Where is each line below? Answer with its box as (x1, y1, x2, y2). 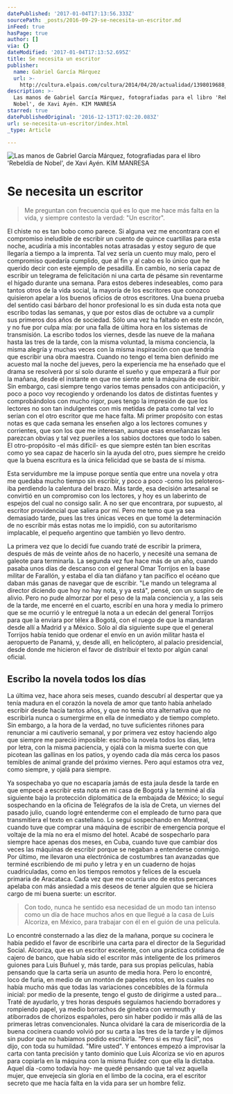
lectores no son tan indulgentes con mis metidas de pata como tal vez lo (7, 405, 214, 413)
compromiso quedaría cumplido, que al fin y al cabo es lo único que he (7, 256, 210, 265)
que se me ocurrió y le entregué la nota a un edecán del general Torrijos (7, 609, 214, 617)
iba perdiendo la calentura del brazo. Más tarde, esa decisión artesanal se (7, 484, 218, 493)
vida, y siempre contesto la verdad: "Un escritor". (24, 213, 165, 222)
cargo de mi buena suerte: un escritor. (7, 890, 116, 898)
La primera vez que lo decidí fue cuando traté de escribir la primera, (7, 542, 202, 550)
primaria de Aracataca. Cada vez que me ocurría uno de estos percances (7, 875, 217, 883)
